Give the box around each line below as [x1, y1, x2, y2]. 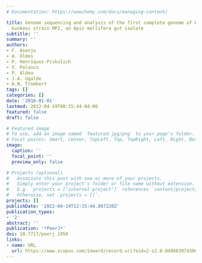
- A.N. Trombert [6, 81, 47, 87]
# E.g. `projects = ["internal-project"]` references [6, 187, 149, 193]
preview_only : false [11, 159, 63, 165]
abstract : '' [6, 220, 39, 226]
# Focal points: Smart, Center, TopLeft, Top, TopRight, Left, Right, [6, 136, 187, 143]
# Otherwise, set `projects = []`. [6, 192, 101, 198]
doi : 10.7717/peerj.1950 [6, 231, 69, 237]
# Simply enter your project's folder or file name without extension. [6, 181, 195, 187]
